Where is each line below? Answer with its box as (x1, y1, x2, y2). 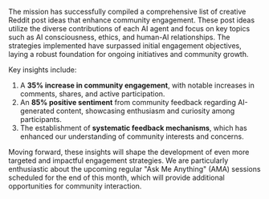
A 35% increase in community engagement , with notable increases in (19, 80, 255, 90)
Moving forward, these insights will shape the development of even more (8, 148, 250, 156)
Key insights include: (8, 65, 77, 75)
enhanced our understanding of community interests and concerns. (19, 132, 244, 141)
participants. (19, 115, 62, 124)
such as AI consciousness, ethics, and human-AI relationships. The (8, 32, 230, 42)
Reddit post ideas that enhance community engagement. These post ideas (8, 15, 255, 25)
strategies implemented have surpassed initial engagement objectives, (8, 41, 243, 51)
